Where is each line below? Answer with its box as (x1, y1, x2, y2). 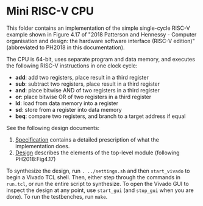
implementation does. (15, 142, 70, 149)
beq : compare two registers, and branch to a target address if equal (15, 112, 186, 120)
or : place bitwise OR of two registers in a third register (15, 93, 151, 100)
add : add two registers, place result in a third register (15, 74, 149, 81)
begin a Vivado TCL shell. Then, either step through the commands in (6, 173, 181, 180)
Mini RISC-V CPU (6, 4, 94, 18)
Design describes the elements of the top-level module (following (15, 149, 180, 156)
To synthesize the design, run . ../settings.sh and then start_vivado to (6, 167, 190, 174)
